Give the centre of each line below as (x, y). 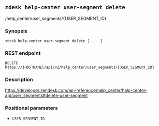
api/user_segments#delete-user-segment (46, 95)
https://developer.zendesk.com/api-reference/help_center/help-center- (76, 90)
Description (19, 79)
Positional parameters (31, 108)
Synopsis (16, 31)
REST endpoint (23, 53)
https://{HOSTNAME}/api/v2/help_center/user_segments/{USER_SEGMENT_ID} (80, 67)
